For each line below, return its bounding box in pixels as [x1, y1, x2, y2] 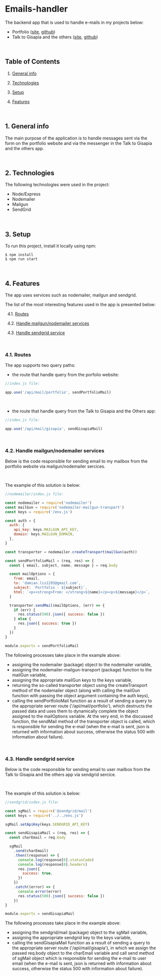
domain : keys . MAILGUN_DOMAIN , [14, 532, 75, 537]
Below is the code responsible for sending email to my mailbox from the [5, 458, 148, 464]
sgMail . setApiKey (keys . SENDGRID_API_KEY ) [5, 822, 90, 827]
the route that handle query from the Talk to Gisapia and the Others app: [12, 408, 156, 414]
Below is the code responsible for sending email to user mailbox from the [5, 766, 151, 772]
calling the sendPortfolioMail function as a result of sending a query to [12, 698, 152, 703]
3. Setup [5, 230, 31, 239]
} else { [14, 616, 31, 621]
